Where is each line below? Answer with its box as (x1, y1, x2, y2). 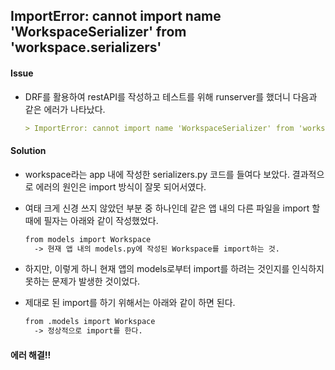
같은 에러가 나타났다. (24, 103, 106, 115)
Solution (10, 145, 47, 157)
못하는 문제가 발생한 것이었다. (24, 275, 141, 288)
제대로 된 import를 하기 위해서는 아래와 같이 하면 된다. (24, 297, 236, 309)
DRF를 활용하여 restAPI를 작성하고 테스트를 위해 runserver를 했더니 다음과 (24, 90, 318, 103)
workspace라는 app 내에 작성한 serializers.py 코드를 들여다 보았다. (24, 168, 290, 180)
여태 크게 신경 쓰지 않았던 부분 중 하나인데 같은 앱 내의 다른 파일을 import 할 (24, 202, 321, 214)
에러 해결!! (10, 349, 52, 361)
